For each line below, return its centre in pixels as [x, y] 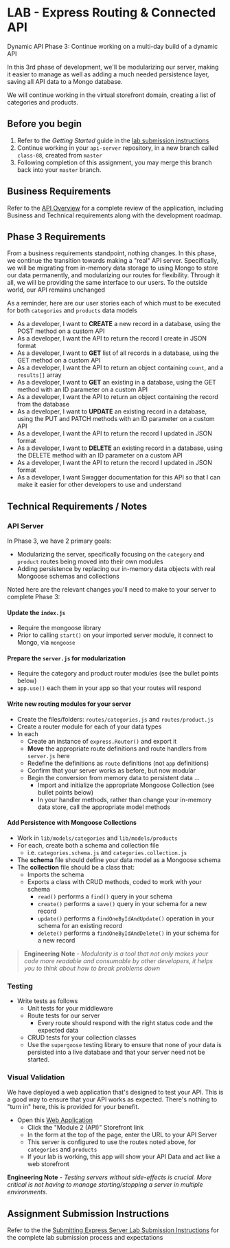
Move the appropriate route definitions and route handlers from [117, 749]
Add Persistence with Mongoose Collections [72, 823]
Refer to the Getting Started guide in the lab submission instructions [113, 140]
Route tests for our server [64, 1015]
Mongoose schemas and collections [68, 577]
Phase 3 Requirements [57, 236]
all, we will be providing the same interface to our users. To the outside [107, 283]
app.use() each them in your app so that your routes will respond [109, 688]
